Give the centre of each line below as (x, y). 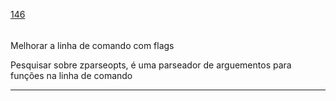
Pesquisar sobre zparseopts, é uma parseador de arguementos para (151, 65)
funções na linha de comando (71, 75)
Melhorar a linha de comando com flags (92, 45)
